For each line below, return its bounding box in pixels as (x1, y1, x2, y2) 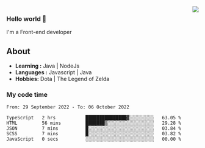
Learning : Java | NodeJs (15, 62, 80, 69)
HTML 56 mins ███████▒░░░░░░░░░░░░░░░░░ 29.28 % (6, 120, 182, 127)
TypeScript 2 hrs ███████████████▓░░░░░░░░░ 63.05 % (6, 115, 182, 121)
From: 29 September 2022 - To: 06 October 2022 (6, 104, 130, 110)
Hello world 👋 (6, 15, 47, 23)
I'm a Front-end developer (6, 29, 72, 36)
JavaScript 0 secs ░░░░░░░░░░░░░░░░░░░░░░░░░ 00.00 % (6, 136, 182, 143)
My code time (6, 91, 48, 99)
